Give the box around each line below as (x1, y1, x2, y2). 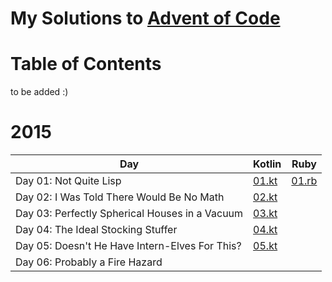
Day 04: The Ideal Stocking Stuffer (15, 223, 178, 237)
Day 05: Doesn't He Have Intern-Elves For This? (15, 239, 242, 253)
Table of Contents (10, 53, 162, 76)
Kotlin (253, 157, 282, 171)
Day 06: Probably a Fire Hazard (15, 255, 163, 269)
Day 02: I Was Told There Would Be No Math (15, 190, 225, 204)
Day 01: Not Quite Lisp (15, 174, 122, 188)
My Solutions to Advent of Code (10, 7, 281, 30)
